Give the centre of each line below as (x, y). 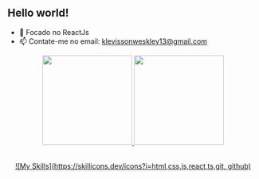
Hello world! (38, 13)
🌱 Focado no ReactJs (54, 32)
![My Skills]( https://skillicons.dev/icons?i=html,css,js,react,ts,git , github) (133, 165)
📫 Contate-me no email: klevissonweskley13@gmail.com (113, 41)
